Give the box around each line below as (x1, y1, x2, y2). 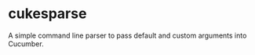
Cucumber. (8, 38, 45, 48)
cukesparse (8, 5, 87, 23)
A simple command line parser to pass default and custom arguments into (8, 31, 247, 40)
